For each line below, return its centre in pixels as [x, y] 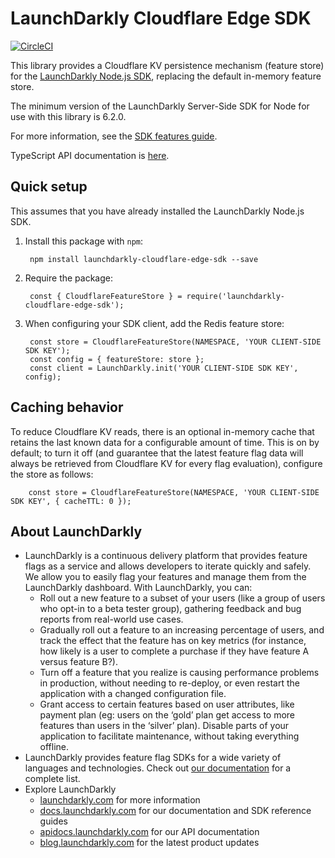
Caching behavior [67, 407]
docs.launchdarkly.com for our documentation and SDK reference [175, 811]
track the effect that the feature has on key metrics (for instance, [173, 641]
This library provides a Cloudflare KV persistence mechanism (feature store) [167, 65]
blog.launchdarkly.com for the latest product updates [149, 843]
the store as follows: [52, 474]
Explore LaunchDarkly [70, 789]
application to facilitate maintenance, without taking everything [169, 736]
